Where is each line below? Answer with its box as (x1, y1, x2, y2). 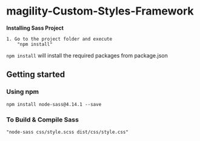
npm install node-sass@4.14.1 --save (6, 101, 102, 107)
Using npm (6, 88, 39, 96)
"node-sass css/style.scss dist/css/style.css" (6, 129, 129, 135)
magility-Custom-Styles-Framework (6, 4, 194, 18)
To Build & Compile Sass (6, 115, 79, 123)
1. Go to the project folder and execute (6, 36, 113, 42)
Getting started (6, 70, 65, 80)
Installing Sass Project (6, 24, 64, 31)
